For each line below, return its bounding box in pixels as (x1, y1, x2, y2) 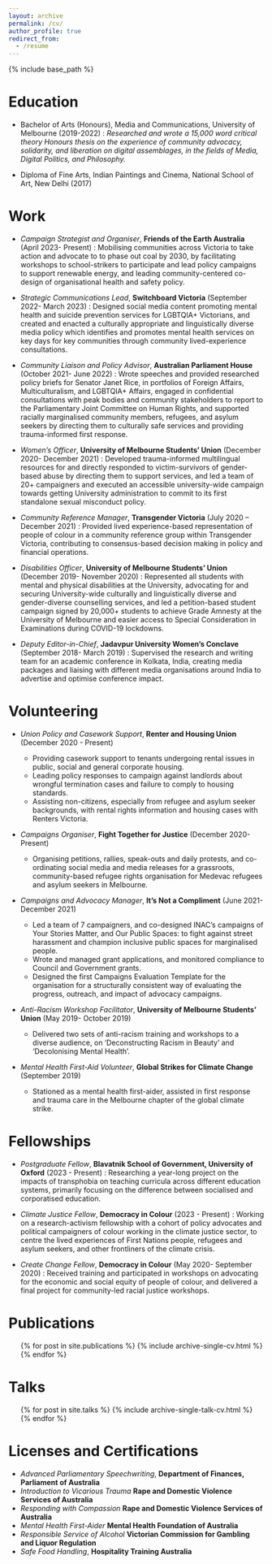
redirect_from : (8, 34, 60, 43)
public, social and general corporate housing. (32, 761, 184, 772)
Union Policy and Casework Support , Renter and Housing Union (19, 729, 237, 739)
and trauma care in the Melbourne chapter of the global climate (32, 1094, 245, 1105)
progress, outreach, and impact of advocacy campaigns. (32, 989, 222, 999)
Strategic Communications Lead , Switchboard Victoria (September (19, 293, 248, 302)
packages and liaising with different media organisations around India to (19, 665, 261, 674)
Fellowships (8, 1133, 92, 1150)
